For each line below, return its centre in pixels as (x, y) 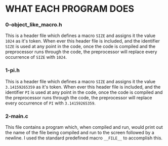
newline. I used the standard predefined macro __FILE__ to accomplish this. (84, 138)
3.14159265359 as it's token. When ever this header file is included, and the (83, 87)
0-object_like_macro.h (34, 25)
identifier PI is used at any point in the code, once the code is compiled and (84, 92)
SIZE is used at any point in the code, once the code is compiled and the (80, 47)
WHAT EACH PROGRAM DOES (70, 9)
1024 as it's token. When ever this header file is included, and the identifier (83, 41)
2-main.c (17, 116)
